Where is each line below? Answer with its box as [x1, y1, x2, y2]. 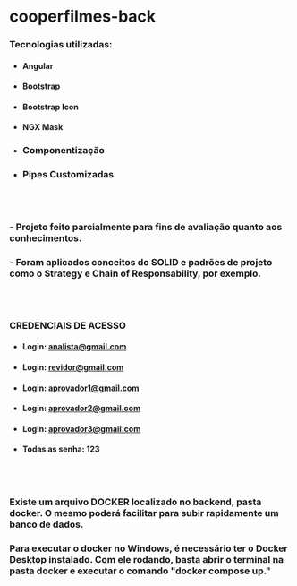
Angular [21, 60, 54, 71]
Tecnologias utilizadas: [9, 39, 113, 51]
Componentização [21, 144, 105, 157]
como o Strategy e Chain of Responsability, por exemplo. [9, 267, 262, 280]
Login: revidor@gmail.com [21, 362, 124, 373]
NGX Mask [21, 122, 64, 133]
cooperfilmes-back [9, 6, 157, 27]
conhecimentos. [9, 231, 82, 244]
